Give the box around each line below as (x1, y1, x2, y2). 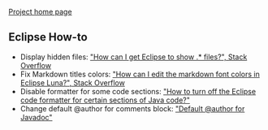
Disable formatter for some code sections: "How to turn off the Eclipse (19, 86, 257, 96)
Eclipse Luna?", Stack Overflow (19, 77, 126, 88)
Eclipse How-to (8, 30, 88, 44)
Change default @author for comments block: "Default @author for (19, 103, 245, 113)
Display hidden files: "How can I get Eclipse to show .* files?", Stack (19, 52, 248, 62)
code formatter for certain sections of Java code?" (19, 95, 191, 105)
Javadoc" (19, 112, 53, 122)
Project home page (8, 7, 72, 16)
